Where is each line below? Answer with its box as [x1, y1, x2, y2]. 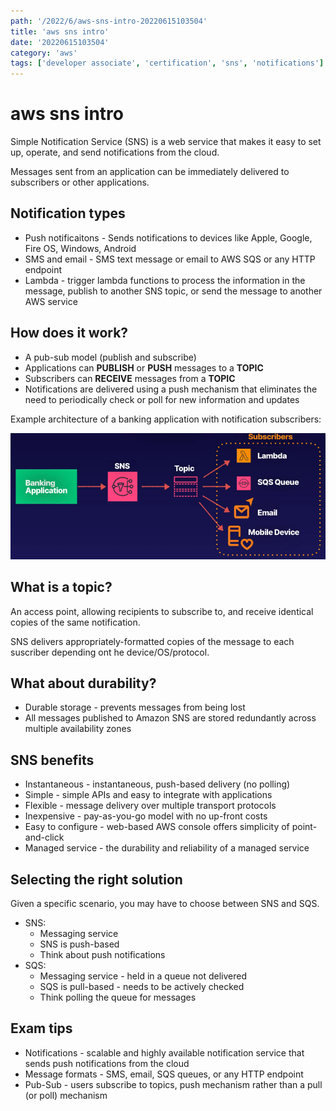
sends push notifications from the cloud [24, 1057, 190, 1069]
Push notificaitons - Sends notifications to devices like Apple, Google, [24, 231, 313, 244]
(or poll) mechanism [24, 1089, 108, 1101]
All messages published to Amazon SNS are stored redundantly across [24, 712, 317, 724]
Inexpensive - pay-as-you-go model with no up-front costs [24, 810, 268, 822]
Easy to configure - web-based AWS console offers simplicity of [24, 821, 290, 833]
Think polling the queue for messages [39, 991, 197, 1003]
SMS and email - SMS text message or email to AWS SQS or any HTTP [24, 253, 316, 265]
